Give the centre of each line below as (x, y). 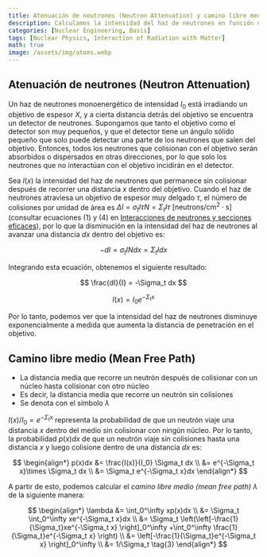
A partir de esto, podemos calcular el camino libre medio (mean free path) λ (133, 486)
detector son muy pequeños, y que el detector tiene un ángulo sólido (121, 131)
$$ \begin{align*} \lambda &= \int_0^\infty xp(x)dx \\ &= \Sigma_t (133, 510)
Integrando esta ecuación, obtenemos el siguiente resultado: (108, 267)
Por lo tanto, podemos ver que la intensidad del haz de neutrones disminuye (133, 317)
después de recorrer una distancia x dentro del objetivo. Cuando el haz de (130, 189)
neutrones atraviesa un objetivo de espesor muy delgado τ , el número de (128, 197)
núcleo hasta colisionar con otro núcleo (84, 386)
